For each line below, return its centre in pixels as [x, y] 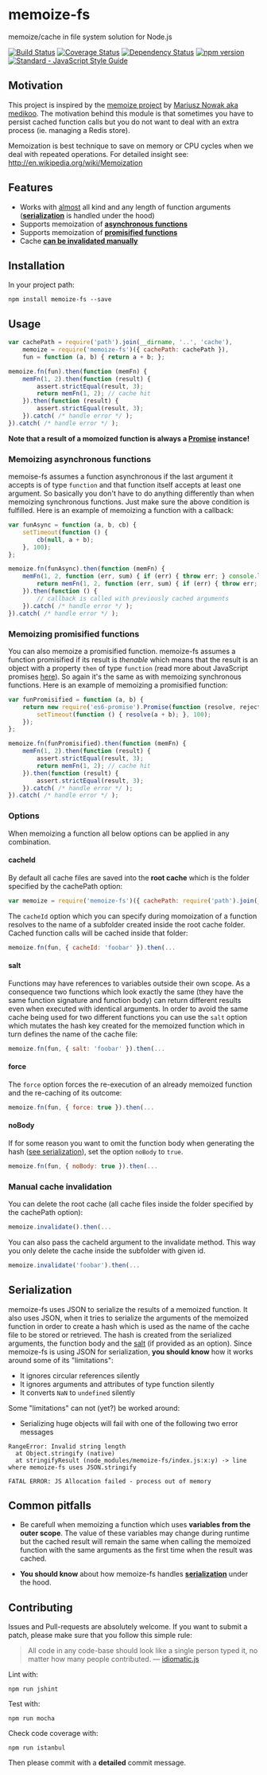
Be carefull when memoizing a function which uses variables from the [135, 1525]
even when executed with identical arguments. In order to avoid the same [128, 1009]
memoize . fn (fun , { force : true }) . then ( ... [81, 1107]
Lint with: [23, 1675]
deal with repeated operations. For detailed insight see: [99, 154]
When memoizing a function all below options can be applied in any [119, 833]
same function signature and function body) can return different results [125, 1000]
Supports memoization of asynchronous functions [104, 224]
